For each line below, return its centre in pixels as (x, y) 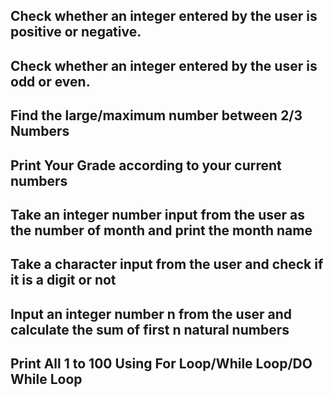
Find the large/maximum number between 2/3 (156, 115)
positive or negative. (76, 32)
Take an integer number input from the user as (158, 214)
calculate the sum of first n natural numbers (150, 329)
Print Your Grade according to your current (146, 165)
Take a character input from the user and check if (167, 264)
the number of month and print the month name (161, 230)
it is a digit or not (63, 280)
